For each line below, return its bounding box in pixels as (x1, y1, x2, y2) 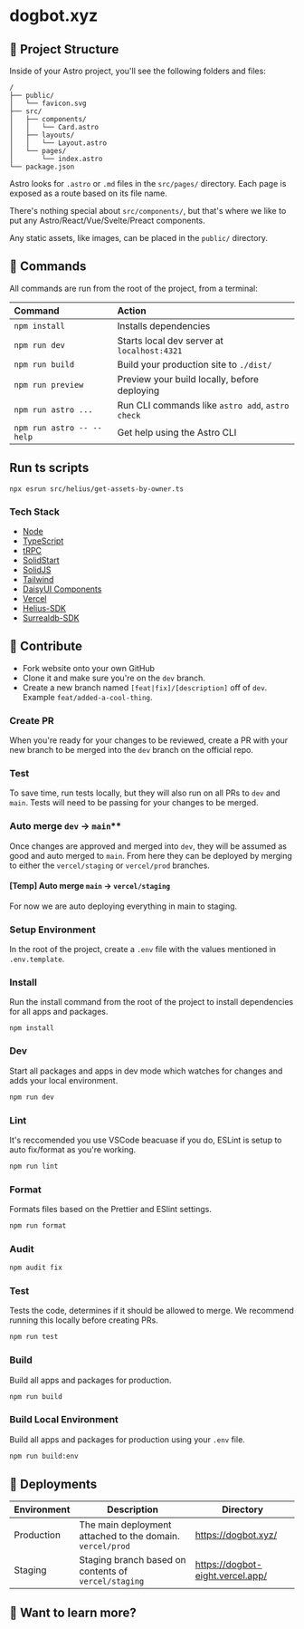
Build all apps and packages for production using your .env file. (9, 1433, 246, 1445)
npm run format (9, 1221, 67, 1230)
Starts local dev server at (117, 334, 223, 347)
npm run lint (9, 1162, 59, 1171)
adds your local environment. (9, 1075, 119, 1085)
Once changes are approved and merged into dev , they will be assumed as (9, 840, 288, 852)
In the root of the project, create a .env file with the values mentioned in (9, 944, 277, 955)
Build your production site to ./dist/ (117, 358, 272, 371)
